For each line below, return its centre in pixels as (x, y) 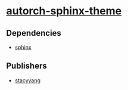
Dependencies (34, 33)
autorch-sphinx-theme (64, 11)
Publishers (26, 66)
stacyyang (27, 80)
